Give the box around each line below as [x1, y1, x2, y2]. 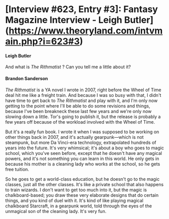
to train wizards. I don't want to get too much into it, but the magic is [5, 187, 147, 193]
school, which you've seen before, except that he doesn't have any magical [5, 150, 162, 156]
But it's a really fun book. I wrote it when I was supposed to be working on [5, 129, 159, 135]
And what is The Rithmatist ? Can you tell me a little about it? [5, 64, 131, 70]
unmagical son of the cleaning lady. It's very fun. [5, 208, 107, 214]
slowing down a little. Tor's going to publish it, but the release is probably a [5, 114, 161, 120]
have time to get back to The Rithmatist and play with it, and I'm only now [5, 97, 158, 103]
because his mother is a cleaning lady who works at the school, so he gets [5, 160, 160, 167]
